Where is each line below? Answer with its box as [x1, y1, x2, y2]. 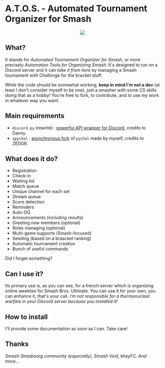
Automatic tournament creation [12, 241, 76, 247]
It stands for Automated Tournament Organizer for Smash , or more [5, 57, 141, 62]
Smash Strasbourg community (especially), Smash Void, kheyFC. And [5, 353, 147, 359]
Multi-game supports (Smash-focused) [12, 230, 92, 236]
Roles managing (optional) [12, 225, 65, 231]
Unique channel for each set [12, 189, 70, 195]
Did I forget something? [5, 255, 53, 261]
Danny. [12, 130, 27, 136]
